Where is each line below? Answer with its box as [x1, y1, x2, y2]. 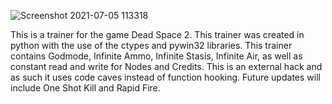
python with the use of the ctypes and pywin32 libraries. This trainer [10, 40, 293, 51]
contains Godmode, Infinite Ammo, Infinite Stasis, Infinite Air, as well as [10, 50, 303, 62]
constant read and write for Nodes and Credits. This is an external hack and [10, 61, 323, 72]
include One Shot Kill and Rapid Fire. [10, 82, 161, 94]
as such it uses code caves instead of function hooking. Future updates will [10, 71, 321, 83]
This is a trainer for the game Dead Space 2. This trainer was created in [10, 29, 305, 40]
